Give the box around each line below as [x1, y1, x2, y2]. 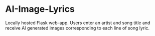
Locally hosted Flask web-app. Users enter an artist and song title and [5, 20, 150, 26]
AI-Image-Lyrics [5, 3, 75, 15]
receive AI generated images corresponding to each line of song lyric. [5, 25, 149, 31]
